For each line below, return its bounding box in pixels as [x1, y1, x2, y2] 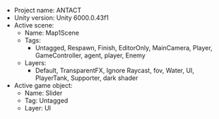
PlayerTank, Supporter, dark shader [35, 74, 138, 82]
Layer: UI [24, 104, 52, 112]
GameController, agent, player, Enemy [35, 51, 146, 59]
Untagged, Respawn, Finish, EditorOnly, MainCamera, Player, [35, 44, 213, 52]
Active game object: [13, 81, 73, 89]
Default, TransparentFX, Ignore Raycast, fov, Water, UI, [35, 67, 194, 74]
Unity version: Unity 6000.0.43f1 [13, 13, 109, 22]
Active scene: [13, 21, 54, 29]
